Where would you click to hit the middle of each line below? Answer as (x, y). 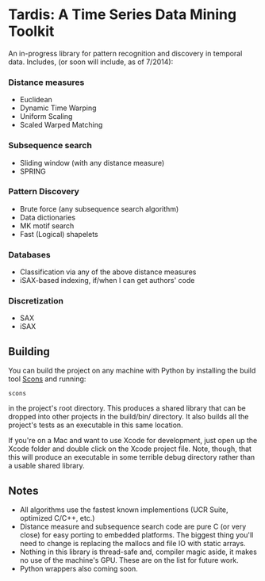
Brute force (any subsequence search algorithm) (99, 208)
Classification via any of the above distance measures (108, 272)
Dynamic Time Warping (58, 108)
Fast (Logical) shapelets (59, 234)
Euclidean (36, 100)
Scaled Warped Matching (61, 125)
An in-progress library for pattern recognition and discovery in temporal (125, 53)
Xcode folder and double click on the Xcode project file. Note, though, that (130, 449)
